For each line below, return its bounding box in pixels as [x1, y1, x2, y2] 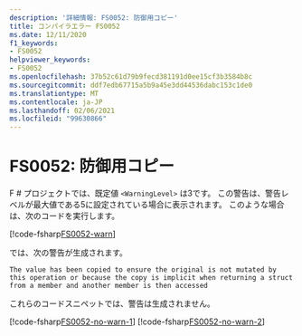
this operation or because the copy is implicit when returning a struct [9, 274, 294, 283]
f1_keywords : [9, 38, 59, 48]
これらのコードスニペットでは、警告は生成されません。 [9, 298, 215, 309]
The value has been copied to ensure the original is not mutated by [9, 265, 278, 274]
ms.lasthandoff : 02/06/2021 [9, 106, 116, 115]
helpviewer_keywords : [9, 55, 91, 64]
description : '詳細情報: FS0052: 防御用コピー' [9, 13, 178, 23]
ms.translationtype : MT [9, 89, 99, 98]
